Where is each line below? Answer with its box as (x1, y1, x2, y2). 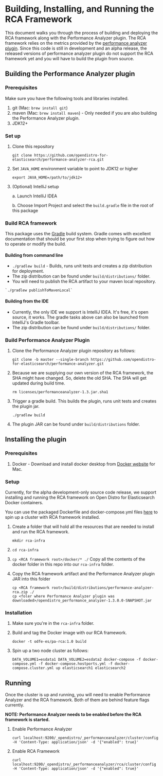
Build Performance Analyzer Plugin (5, 336, 90, 343)
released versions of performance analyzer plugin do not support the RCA (5, 50, 154, 56)
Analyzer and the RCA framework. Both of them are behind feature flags (5, 697, 150, 703)
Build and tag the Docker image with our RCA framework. (12, 630, 127, 635)
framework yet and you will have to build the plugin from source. (5, 55, 134, 61)
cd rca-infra (12, 547, 39, 552)
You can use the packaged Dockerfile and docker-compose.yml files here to (5, 509, 158, 515)
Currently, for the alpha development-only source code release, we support (5, 489, 157, 495)
